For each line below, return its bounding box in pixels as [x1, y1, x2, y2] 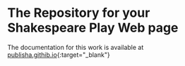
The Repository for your [7, 5, 150, 21]
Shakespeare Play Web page [7, 20, 179, 36]
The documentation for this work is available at [7, 43, 144, 51]
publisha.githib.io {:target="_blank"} [7, 51, 111, 59]
